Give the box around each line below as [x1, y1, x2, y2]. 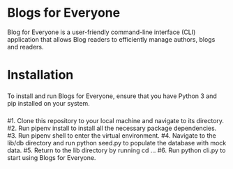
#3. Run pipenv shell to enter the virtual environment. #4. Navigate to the [7, 131, 216, 140]
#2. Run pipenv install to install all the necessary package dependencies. [7, 124, 217, 132]
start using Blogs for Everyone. [7, 153, 96, 161]
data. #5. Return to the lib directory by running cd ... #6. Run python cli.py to [7, 146, 226, 154]
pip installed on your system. [7, 99, 91, 108]
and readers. [7, 42, 44, 51]
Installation [7, 67, 74, 83]
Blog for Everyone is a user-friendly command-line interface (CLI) [7, 28, 196, 36]
